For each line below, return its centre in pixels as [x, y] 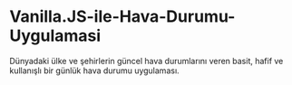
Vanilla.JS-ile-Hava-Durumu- [122, 17]
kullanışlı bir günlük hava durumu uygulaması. [94, 71]
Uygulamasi [55, 36]
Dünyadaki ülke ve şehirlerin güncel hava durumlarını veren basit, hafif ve [146, 61]
